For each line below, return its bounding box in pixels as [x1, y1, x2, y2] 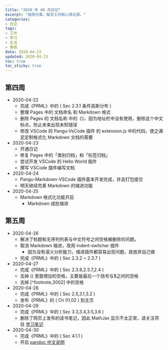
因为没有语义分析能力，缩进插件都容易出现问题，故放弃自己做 [27, 249, 155, 255]
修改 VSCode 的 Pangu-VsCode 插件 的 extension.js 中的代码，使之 [20, 128, 159, 134]
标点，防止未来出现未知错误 [20, 122, 78, 128]
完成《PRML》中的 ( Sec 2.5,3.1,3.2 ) [20, 291, 95, 297]
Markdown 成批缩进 [27, 200, 69, 206]
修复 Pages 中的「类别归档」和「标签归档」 [20, 152, 110, 158]
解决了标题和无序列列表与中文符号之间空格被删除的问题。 [20, 236, 139, 242]
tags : [5, 26, 17, 31]
